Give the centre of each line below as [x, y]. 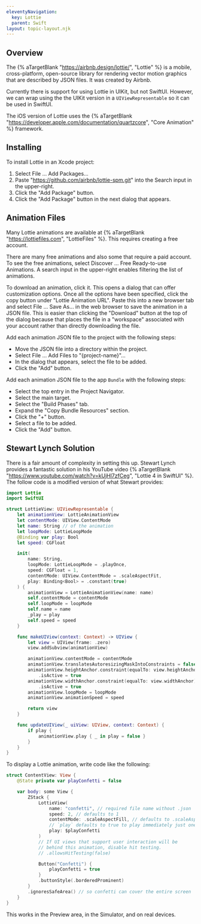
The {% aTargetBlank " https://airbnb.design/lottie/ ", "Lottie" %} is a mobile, [99, 67]
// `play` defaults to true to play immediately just [117, 825]
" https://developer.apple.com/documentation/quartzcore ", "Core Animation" [100, 122]
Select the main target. [43, 398]
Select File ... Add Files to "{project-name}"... [70, 355]
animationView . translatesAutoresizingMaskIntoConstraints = [104, 664]
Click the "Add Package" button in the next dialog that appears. [93, 199]
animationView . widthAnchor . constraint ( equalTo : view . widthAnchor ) [112, 681]
